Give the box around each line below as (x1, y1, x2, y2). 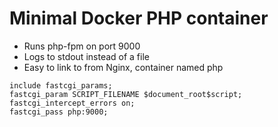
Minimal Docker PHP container (9, 7, 269, 30)
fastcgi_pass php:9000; (9, 107, 109, 117)
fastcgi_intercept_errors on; (9, 98, 136, 108)
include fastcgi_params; (9, 80, 113, 91)
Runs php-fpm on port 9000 (23, 40, 141, 52)
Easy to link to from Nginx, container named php (23, 61, 224, 73)
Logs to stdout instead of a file (23, 50, 150, 62)
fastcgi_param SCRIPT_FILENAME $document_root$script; (9, 89, 243, 99)
